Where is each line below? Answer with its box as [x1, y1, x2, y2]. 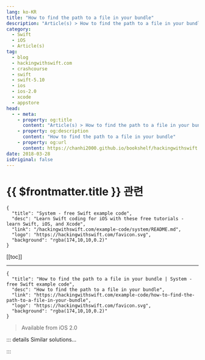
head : [6, 105, 20, 112]
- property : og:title [17, 117, 72, 123]
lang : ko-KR [6, 9, 37, 15]
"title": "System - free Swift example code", [12, 211, 132, 217]
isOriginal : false [6, 156, 53, 162]
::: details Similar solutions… [6, 336, 77, 344]
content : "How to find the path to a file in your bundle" [22, 134, 176, 140]
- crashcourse [12, 65, 48, 72]
